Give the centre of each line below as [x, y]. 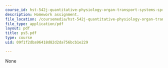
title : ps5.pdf [21, 33]
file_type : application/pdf [34, 24]
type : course [19, 38]
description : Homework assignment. [42, 14]
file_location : [21, 19]
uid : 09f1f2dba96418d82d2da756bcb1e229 [47, 42]
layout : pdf [17, 28]
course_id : [16, 10]
